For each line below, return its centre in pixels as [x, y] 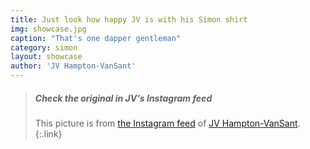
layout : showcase [46, 57]
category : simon [44, 47]
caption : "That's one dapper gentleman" [96, 38]
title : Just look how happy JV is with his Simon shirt [129, 19]
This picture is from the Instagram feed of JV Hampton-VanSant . [167, 123]
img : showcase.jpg [48, 29]
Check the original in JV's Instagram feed [123, 98]
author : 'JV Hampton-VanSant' [73, 66]
